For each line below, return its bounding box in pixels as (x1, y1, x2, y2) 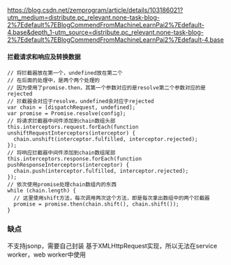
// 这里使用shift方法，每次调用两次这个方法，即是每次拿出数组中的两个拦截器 (13, 195, 210, 202)
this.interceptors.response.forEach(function (7, 156, 142, 162)
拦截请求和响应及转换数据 (7, 52, 81, 61)
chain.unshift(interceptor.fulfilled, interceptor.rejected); (13, 136, 198, 143)
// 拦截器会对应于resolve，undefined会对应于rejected (7, 98, 154, 105)
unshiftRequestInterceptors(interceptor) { (7, 130, 136, 137)
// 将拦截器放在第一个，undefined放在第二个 (7, 70, 124, 77)
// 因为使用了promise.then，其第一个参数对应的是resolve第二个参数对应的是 (7, 84, 206, 91)
